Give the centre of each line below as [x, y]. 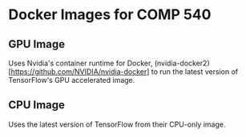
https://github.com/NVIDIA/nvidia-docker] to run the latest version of [125, 72]
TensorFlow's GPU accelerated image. [72, 80]
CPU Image [37, 105]
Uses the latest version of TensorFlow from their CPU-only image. [117, 124]
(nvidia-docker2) [182, 63]
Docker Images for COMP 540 [110, 15]
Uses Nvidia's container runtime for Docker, [81, 63]
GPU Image [37, 44]
